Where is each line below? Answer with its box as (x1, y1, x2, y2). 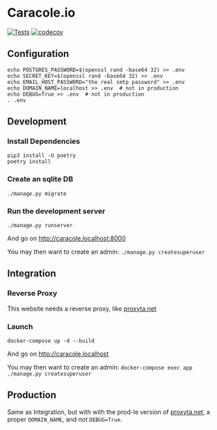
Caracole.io (7, 5, 76, 21)
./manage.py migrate (7, 190, 67, 197)
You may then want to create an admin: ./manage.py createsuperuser (7, 248, 205, 256)
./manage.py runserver (7, 222, 73, 229)
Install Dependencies (7, 137, 81, 147)
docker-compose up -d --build (7, 338, 95, 345)
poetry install (7, 158, 51, 165)
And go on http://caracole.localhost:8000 (7, 234, 127, 242)
